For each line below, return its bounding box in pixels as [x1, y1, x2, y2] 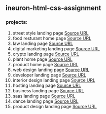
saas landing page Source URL [12, 93, 75, 99]
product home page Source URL [12, 61, 78, 67]
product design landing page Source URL [12, 103, 97, 109]
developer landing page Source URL [12, 72, 87, 78]
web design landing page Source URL [12, 67, 90, 73]
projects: [5, 19, 28, 26]
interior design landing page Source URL [12, 77, 96, 83]
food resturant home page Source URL [12, 35, 92, 41]
